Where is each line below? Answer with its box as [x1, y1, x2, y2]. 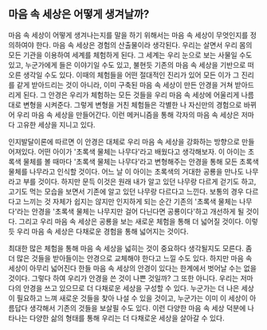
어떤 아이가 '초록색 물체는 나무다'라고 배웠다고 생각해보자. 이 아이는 [37, 147, 246, 156]
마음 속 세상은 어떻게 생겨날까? [8, 7, 150, 22]
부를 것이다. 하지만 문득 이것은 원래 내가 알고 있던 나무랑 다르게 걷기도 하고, [22, 176, 257, 186]
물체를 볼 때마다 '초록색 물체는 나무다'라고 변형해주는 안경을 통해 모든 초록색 [22, 156, 259, 166]
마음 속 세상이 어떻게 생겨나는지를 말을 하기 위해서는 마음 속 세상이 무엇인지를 [8, 30, 249, 40]
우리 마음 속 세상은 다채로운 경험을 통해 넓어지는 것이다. [16, 226, 189, 236]
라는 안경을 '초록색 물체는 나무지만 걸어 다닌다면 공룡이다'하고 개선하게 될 [17, 206, 245, 216]
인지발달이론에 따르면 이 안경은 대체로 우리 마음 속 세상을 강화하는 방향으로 [8, 136, 241, 146]
